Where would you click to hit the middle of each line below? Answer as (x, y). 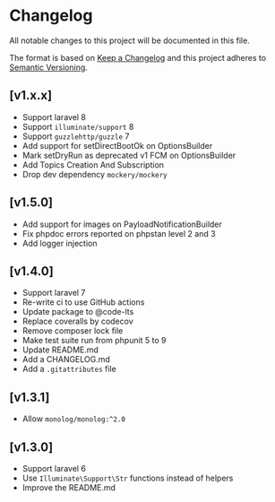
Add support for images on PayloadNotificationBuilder (122, 224)
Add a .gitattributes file (69, 369)
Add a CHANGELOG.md (66, 359)
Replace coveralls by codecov (78, 321)
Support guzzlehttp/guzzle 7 (76, 136)
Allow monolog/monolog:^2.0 (73, 419)
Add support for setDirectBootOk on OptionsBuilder (117, 145)
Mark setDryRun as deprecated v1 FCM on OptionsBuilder (129, 155)
